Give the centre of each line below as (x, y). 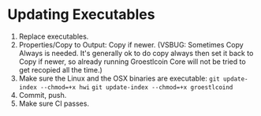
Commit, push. (43, 95)
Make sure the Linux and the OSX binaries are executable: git (119, 78)
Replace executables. (54, 36)
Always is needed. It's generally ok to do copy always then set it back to (136, 53)
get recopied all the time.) (61, 69)
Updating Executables (81, 15)
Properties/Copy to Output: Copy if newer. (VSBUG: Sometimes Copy (131, 44)
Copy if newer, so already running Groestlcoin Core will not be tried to (132, 62)
